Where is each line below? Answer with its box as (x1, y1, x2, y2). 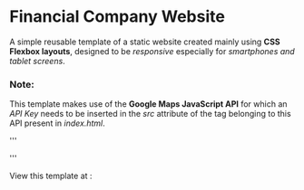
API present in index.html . (9, 118, 106, 128)
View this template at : (9, 170, 93, 182)
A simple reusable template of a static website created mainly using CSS (9, 36, 281, 47)
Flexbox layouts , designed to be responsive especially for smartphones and (9, 45, 295, 56)
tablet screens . (9, 55, 65, 66)
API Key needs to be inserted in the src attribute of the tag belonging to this (9, 109, 292, 119)
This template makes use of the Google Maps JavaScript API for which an (9, 99, 288, 109)
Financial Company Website (9, 6, 225, 27)
